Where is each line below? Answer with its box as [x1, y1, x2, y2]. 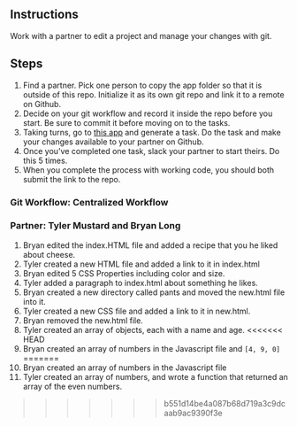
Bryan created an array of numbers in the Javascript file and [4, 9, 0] [22, 343, 281, 353]
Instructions [10, 7, 79, 22]
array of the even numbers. [22, 381, 123, 391]
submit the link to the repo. [22, 174, 121, 184]
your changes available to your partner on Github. [22, 136, 204, 147]
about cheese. [22, 249, 76, 259]
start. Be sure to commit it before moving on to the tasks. [22, 117, 231, 128]
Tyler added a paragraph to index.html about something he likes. [22, 277, 259, 288]
